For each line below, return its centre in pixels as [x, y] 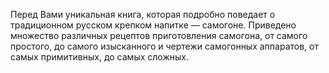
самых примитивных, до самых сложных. [99, 57]
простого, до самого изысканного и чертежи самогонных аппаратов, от [164, 46]
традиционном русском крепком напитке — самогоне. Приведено [153, 25]
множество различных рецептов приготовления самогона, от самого [159, 35]
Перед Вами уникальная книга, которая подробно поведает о [143, 14]
